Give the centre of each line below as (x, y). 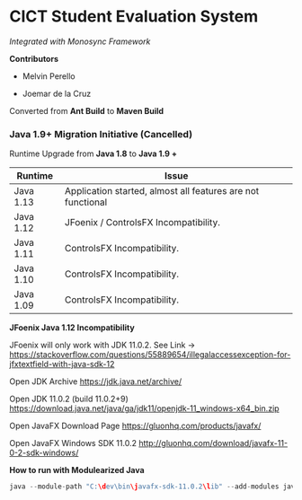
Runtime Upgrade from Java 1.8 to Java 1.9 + (93, 154)
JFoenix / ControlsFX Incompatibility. (142, 223)
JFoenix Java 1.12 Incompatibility (72, 328)
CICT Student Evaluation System (134, 17)
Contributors (34, 58)
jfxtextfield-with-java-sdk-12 (62, 364)
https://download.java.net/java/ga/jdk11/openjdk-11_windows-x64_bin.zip (145, 408)
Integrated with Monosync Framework (80, 41)
